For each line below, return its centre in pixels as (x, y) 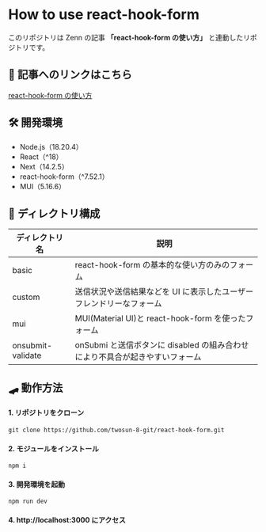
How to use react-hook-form (104, 15)
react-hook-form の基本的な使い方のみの (152, 265)
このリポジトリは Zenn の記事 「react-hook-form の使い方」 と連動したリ (129, 37)
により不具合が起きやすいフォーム (138, 357)
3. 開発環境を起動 (37, 484)
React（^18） (41, 157)
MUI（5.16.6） (42, 186)
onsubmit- (32, 346)
